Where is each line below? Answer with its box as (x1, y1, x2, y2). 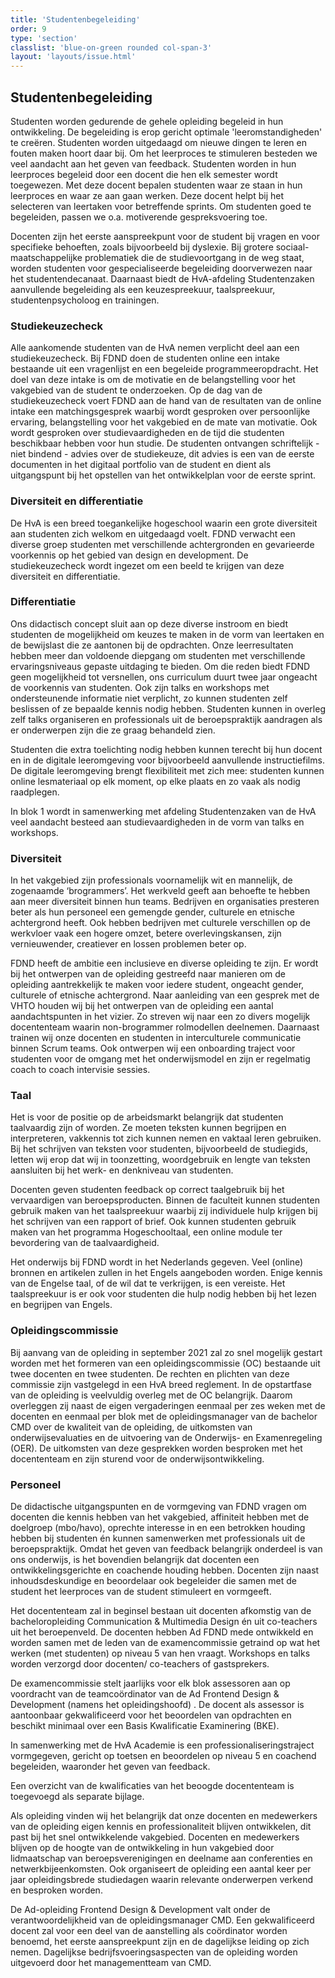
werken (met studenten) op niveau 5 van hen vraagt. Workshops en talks (10, 1647, 311, 1660)
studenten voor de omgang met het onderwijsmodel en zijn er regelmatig (10, 1053, 311, 1065)
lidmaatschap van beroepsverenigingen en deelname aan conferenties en (10, 1852, 313, 1865)
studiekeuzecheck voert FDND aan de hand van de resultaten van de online (10, 395, 322, 407)
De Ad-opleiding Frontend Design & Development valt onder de (10, 1904, 271, 1916)
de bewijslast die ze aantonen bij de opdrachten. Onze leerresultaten (10, 639, 294, 651)
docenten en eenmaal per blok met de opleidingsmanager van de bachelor (10, 1410, 318, 1422)
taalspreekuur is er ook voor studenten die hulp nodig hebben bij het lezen (10, 1288, 317, 1300)
